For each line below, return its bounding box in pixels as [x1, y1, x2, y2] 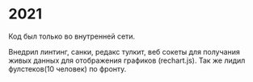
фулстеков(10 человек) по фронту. [8, 64, 127, 73]
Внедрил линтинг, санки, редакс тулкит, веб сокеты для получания [8, 47, 240, 56]
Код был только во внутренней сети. [8, 31, 136, 41]
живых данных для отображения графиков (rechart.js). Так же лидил [8, 55, 246, 65]
